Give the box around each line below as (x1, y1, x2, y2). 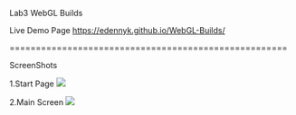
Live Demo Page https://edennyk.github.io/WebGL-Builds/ (9, 25, 225, 35)
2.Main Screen (9, 97, 64, 107)
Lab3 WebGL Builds (9, 8, 83, 18)
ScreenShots (9, 60, 58, 70)
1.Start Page (9, 78, 54, 89)
